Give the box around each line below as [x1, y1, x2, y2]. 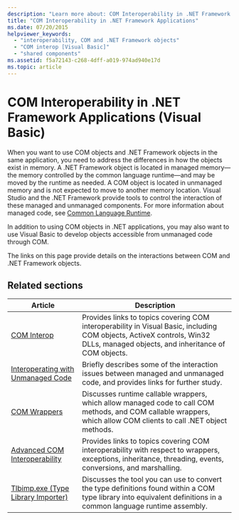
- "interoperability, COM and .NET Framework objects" [14, 37, 180, 44]
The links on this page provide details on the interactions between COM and [7, 251, 230, 260]
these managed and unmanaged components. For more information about [7, 201, 224, 209]
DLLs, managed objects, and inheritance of [81, 339, 225, 349]
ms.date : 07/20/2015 [7, 24, 69, 31]
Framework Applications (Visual [7, 109, 201, 125]
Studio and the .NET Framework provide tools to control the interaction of [7, 193, 223, 202]
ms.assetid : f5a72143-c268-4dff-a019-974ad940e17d [7, 57, 161, 64]
